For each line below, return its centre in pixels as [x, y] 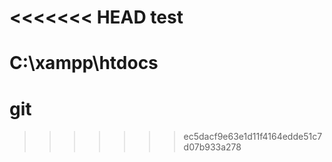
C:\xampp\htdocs [84, 63]
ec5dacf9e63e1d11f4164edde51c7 [253, 137]
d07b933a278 [212, 147]
